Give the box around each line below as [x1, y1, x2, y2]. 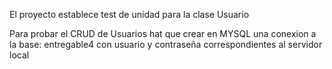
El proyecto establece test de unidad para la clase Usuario [9, 9, 250, 20]
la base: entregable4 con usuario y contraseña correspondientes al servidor [9, 39, 323, 50]
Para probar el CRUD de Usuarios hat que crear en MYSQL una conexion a [9, 28, 317, 39]
